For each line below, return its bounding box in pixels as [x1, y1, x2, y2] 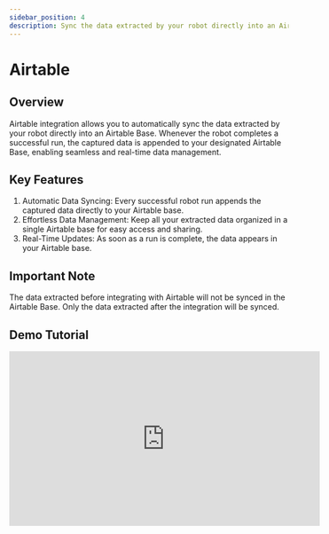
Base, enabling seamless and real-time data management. [9, 146, 222, 157]
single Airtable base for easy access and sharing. [21, 224, 203, 235]
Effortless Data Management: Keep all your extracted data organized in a [21, 215, 288, 225]
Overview [9, 95, 65, 110]
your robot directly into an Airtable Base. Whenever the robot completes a [9, 128, 279, 138]
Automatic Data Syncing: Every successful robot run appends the [21, 196, 262, 207]
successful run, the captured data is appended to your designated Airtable [9, 137, 282, 147]
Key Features [9, 172, 84, 187]
